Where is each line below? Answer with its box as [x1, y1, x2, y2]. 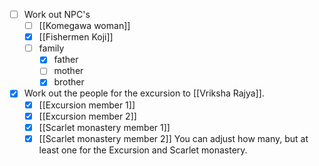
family [38, 42, 65, 54]
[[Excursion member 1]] [38, 99, 136, 111]
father [53, 54, 79, 66]
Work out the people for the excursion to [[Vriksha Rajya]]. [23, 87, 265, 99]
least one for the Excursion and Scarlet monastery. [38, 144, 248, 156]
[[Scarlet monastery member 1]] [38, 121, 171, 133]
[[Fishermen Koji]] [38, 31, 114, 43]
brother [53, 76, 85, 88]
